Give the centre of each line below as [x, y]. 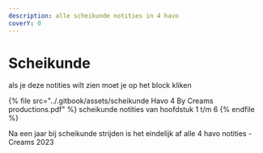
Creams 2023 [31, 143]
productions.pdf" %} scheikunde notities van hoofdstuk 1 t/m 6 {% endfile [131, 110]
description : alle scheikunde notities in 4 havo [94, 16]
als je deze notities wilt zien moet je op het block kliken [100, 85]
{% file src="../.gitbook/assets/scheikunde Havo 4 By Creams [111, 101]
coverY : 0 [25, 23]
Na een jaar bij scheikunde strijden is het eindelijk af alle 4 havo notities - [130, 134]
